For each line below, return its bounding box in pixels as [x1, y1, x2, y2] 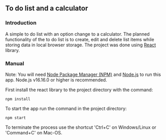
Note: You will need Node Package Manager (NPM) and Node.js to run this [5, 71, 161, 77]
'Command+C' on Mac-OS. [5, 129, 62, 135]
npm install [5, 96, 30, 101]
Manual [5, 60, 24, 67]
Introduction [5, 19, 37, 26]
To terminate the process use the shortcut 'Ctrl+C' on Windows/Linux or [5, 124, 156, 130]
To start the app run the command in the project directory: [5, 105, 127, 111]
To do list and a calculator [5, 4, 88, 13]
